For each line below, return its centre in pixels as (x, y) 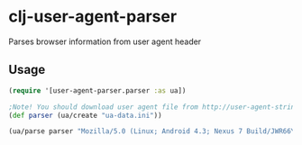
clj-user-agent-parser (93, 17)
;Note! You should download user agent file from (104, 107)
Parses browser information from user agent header (105, 41)
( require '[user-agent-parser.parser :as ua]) (97, 91)
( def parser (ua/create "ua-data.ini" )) (86, 115)
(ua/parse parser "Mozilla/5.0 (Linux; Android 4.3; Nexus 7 (126, 131)
